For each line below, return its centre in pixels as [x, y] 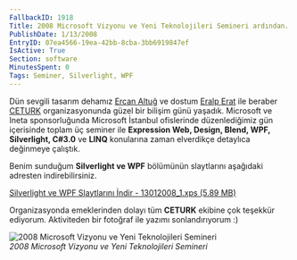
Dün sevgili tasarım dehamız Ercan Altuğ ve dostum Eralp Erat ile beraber [144, 101]
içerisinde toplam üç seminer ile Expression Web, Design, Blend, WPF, [140, 130]
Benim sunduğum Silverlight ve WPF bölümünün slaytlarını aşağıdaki [136, 165]
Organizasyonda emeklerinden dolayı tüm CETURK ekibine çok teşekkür [142, 210]
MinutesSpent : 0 [39, 68]
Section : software [43, 59]
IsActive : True [37, 51]
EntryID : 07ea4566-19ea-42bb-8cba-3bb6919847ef [99, 42]
